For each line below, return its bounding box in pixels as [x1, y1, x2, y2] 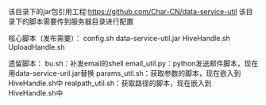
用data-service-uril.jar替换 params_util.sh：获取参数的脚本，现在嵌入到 [8, 69, 241, 77]
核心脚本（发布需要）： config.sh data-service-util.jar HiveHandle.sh [8, 34, 230, 43]
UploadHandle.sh [8, 43, 65, 51]
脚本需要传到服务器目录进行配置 [29, 17, 133, 26]
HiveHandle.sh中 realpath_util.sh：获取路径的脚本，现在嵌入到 [8, 78, 212, 88]
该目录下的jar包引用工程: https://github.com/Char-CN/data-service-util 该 [8, 7, 246, 16]
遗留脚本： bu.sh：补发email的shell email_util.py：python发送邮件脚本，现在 [8, 58, 259, 68]
